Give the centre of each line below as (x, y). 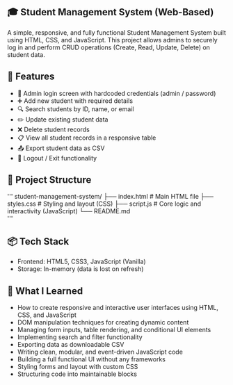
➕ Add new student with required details (75, 101)
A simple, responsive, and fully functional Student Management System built (116, 32)
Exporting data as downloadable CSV (71, 345)
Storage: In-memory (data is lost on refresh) (80, 269)
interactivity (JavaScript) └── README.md (69, 211)
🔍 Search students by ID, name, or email (75, 109)
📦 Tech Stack (38, 241)
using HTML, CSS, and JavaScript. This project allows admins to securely (112, 40)
